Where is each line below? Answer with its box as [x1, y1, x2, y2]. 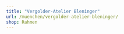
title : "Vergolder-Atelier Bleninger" [6, 8, 100, 14]
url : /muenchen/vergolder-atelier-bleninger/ [6, 14, 118, 20]
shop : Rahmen [6, 19, 38, 25]
